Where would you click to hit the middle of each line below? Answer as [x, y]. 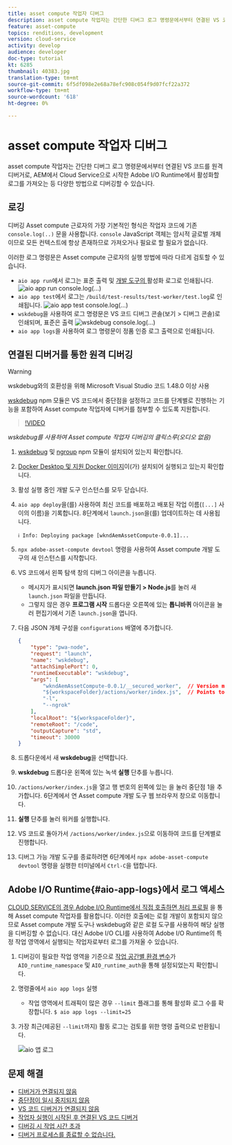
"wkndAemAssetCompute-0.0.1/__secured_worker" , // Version [131, 686]
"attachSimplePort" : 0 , [64, 667]
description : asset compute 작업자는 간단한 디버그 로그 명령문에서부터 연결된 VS [114, 20]
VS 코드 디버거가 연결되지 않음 [59, 1108]
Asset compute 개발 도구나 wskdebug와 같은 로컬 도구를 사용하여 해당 [116, 925]
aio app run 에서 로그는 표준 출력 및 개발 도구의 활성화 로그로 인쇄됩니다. [115, 280]
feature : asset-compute [42, 26]
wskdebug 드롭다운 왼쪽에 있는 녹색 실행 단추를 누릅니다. [96, 772]
